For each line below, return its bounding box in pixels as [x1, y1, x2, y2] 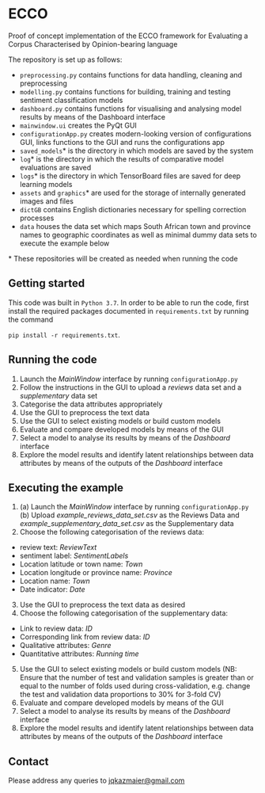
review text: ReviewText [19, 543, 97, 552]
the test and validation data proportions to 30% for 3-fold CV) [19, 690, 221, 700]
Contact [8, 754, 49, 768]
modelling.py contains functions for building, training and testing [19, 86, 231, 96]
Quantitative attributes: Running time [19, 649, 140, 658]
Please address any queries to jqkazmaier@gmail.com [8, 776, 185, 785]
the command [8, 315, 54, 324]
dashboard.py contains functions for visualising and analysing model [19, 104, 242, 113]
